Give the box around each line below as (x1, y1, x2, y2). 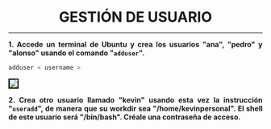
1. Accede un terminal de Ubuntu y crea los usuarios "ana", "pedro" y (8, 40, 263, 50)
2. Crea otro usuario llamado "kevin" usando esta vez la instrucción (8, 95, 263, 105)
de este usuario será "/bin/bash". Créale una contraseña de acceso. (8, 112, 241, 122)
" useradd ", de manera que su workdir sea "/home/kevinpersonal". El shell (8, 104, 263, 114)
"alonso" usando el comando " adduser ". (8, 48, 145, 58)
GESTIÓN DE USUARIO (59, 8, 212, 26)
